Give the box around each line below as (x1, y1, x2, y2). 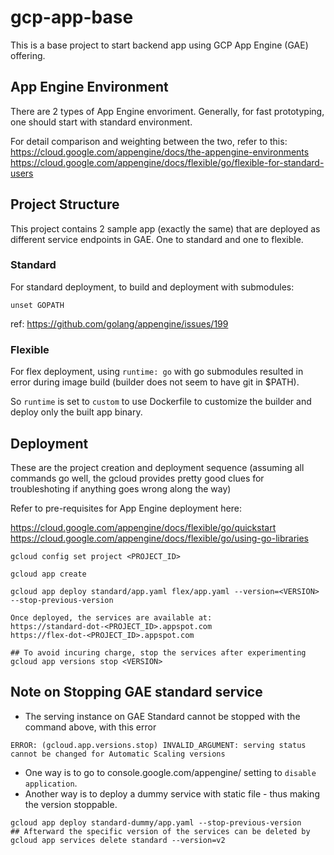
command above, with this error (24, 721, 157, 733)
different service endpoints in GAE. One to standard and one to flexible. (10, 233, 304, 245)
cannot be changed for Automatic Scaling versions (10, 749, 226, 759)
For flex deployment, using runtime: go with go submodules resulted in (10, 366, 304, 378)
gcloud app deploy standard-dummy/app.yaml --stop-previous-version (10, 817, 302, 828)
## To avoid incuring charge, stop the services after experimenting (10, 647, 307, 658)
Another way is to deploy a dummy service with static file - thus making (24, 787, 320, 800)
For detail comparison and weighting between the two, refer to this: (10, 135, 288, 147)
